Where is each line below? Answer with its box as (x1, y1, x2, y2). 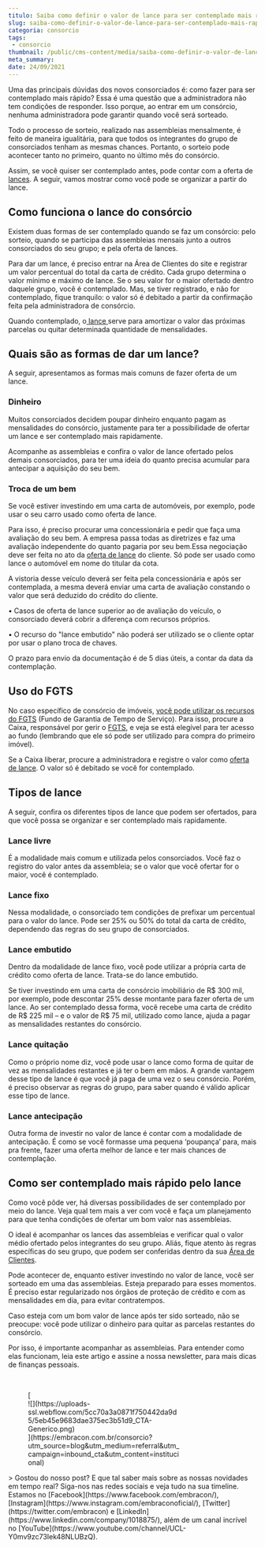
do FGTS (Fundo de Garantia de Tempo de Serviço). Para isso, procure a (8, 713, 244, 724)
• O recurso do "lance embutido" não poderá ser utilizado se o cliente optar (8, 630, 255, 639)
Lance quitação (8, 1039, 69, 1050)
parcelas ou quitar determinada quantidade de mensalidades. (8, 324, 207, 334)
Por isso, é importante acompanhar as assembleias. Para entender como (8, 1342, 244, 1353)
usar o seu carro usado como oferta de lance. (8, 509, 157, 519)
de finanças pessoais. (8, 1360, 80, 1369)
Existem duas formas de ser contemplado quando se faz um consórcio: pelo (8, 226, 256, 236)
